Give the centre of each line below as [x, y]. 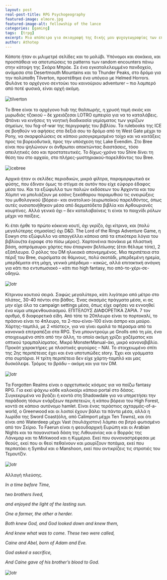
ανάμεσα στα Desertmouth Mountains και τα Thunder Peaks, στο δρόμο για [83, 72]
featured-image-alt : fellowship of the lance [53, 24]
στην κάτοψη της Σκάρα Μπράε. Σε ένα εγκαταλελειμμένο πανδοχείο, [79, 67]
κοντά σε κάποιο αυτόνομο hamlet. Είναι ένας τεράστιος [64, 406]
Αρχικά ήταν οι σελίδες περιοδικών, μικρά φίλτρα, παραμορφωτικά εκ [78, 178]
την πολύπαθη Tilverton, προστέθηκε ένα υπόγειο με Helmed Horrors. [78, 77]
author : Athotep [22, 42]
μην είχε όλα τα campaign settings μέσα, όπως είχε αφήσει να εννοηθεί [80, 305]
